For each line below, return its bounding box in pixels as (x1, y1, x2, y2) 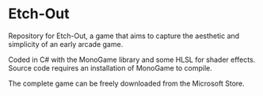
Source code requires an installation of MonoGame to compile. (8, 63, 212, 72)
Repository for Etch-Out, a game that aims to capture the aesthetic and (8, 31, 240, 40)
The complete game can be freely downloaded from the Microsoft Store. (8, 79, 246, 88)
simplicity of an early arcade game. (8, 39, 124, 48)
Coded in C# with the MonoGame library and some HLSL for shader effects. (8, 55, 256, 64)
